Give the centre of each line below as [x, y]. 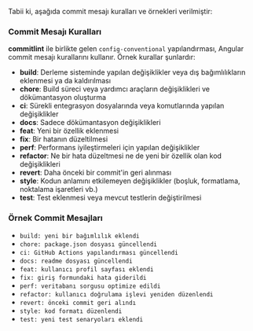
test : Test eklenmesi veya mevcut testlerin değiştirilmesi [110, 198]
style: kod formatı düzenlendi [71, 311]
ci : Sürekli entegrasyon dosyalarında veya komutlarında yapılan [122, 106]
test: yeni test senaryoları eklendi [81, 319]
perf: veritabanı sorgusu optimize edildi [90, 286]
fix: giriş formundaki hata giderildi [83, 278]
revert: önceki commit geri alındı [78, 303]
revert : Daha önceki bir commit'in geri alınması [95, 173]
